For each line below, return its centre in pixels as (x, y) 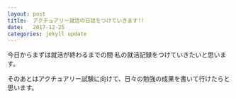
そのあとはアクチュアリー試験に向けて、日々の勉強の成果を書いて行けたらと (119, 79)
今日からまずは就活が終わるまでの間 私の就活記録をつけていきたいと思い (114, 55)
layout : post (27, 14)
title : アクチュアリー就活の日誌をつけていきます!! (76, 21)
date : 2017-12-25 (36, 27)
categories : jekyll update (47, 34)
